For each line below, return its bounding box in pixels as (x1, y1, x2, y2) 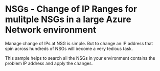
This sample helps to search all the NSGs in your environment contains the (5, 55, 156, 61)
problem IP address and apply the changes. (5, 60, 93, 66)
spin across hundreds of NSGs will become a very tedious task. (5, 46, 133, 51)
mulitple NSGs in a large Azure (5, 14, 131, 25)
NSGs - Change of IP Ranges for (5, 3, 137, 15)
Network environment (5, 24, 96, 35)
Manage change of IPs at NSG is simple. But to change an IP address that (5, 40, 153, 46)
